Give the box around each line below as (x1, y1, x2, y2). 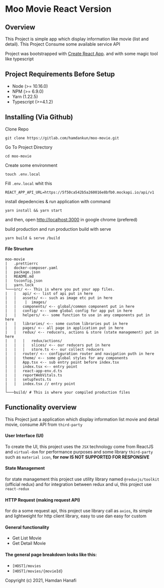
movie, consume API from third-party (5, 421, 83, 428)
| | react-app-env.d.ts (5, 368, 63, 374)
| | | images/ (5, 299, 47, 305)
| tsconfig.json (5, 278, 43, 283)
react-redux (5, 487, 29, 492)
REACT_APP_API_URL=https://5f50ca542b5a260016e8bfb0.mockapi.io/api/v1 (5, 190, 154, 195)
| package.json (5, 269, 41, 274)
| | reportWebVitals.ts (5, 373, 63, 377)
